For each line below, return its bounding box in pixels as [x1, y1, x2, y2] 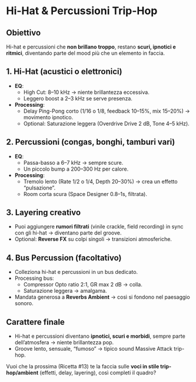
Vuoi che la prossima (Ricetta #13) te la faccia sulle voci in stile [6, 363, 160, 370]
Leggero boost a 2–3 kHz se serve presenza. [23, 94, 132, 102]
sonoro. [14, 300, 34, 307]
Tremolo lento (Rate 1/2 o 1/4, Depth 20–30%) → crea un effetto [23, 178, 178, 185]
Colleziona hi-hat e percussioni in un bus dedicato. [14, 269, 138, 276]
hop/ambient [6, 369, 39, 376]
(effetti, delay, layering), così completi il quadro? [39, 369, 157, 376]
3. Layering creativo [6, 208, 81, 218]
